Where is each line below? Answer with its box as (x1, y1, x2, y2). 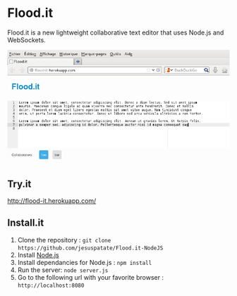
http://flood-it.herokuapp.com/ (7, 196, 97, 205)
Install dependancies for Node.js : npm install (17, 258, 152, 266)
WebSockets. (7, 35, 46, 44)
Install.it (7, 217, 44, 229)
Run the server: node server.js (17, 266, 109, 274)
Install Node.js (17, 250, 59, 259)
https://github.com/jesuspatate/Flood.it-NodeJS (17, 245, 164, 252)
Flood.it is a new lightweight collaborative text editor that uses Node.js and (7, 28, 224, 37)
